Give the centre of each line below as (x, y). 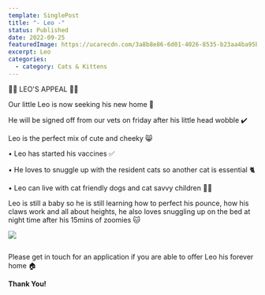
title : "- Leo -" (37, 23)
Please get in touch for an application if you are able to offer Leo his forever (131, 256)
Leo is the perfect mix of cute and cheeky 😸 (80, 138)
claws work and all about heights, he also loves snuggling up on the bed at (129, 211)
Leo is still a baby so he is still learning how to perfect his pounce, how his (129, 203)
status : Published (38, 30)
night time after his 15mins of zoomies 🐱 (74, 219)
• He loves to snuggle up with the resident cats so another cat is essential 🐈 (132, 169)
